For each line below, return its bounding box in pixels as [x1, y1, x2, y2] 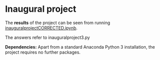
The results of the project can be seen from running [5, 20, 110, 26]
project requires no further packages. [5, 49, 81, 55]
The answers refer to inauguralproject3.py [5, 34, 90, 40]
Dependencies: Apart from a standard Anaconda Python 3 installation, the [5, 44, 155, 50]
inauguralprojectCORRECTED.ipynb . [5, 25, 78, 30]
